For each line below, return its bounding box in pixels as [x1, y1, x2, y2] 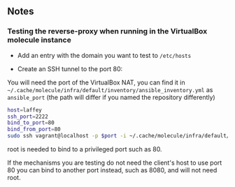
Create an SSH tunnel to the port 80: [17, 64, 123, 73]
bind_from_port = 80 [7, 126, 61, 133]
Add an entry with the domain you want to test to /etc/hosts [17, 51, 192, 59]
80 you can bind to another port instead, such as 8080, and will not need [7, 166, 218, 174]
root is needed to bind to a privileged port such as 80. [7, 145, 162, 154]
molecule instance [7, 35, 71, 45]
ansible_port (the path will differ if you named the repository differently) [7, 93, 215, 101]
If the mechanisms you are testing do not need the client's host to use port [7, 158, 222, 167]
